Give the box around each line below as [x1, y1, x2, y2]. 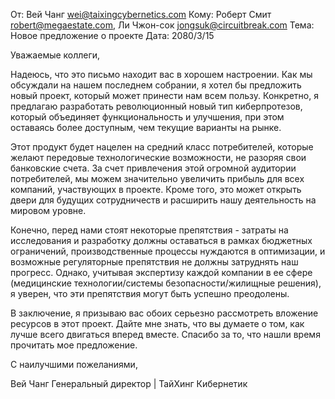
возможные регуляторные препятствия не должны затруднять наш [10, 256, 299, 268]
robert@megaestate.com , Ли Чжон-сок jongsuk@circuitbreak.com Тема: [10, 19, 315, 31]
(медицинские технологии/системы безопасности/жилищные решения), [10, 277, 322, 289]
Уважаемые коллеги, [10, 49, 101, 61]
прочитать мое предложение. [10, 339, 138, 351]
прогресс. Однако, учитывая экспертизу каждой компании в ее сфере [10, 267, 313, 278]
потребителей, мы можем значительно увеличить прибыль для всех [10, 173, 305, 184]
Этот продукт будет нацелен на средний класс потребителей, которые [10, 141, 314, 153]
